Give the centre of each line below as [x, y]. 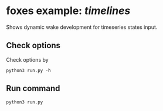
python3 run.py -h [28, 70]
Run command [33, 88]
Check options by [27, 59]
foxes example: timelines [68, 11]
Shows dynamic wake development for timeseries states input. [82, 27]
